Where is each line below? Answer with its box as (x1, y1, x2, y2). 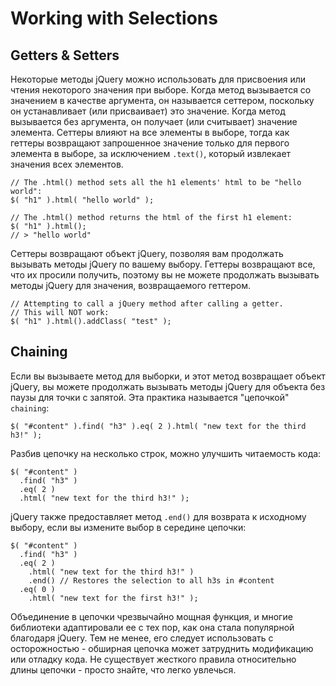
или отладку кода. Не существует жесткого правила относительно (10, 653, 297, 665)
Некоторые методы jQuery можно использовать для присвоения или (10, 73, 307, 85)
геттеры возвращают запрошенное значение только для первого (10, 137, 290, 149)
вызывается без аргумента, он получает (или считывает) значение (10, 116, 298, 127)
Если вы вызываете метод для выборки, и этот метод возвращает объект (10, 370, 326, 382)
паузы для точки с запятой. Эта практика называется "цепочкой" (10, 391, 290, 403)
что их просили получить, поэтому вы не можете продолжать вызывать (10, 269, 320, 281)
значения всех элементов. (10, 158, 124, 170)
